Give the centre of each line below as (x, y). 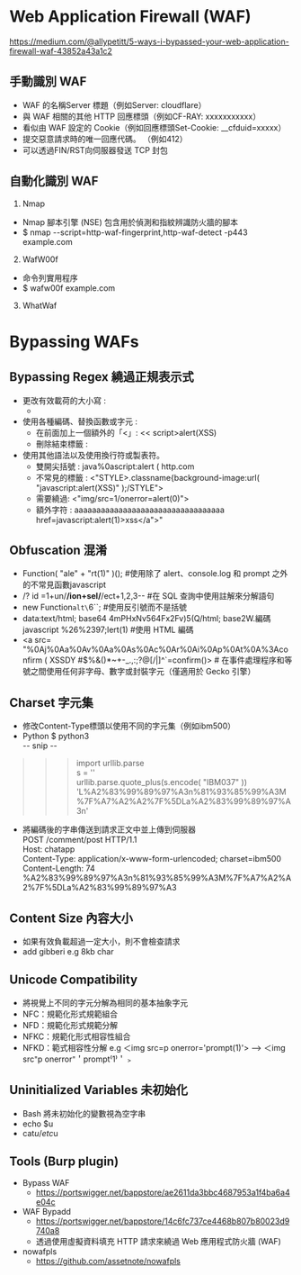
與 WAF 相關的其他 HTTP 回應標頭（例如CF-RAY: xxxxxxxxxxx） (142, 116)
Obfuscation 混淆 (58, 550)
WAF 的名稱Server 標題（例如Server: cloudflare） (114, 104)
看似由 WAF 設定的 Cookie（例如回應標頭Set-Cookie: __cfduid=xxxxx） (154, 127)
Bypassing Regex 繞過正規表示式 (102, 377)
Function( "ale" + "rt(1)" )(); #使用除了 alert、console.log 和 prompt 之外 (155, 574)
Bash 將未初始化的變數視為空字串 (84, 1113)
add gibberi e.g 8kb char (68, 951)
